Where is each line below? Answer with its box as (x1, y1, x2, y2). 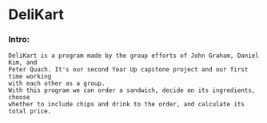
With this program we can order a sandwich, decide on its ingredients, (8, 86, 256, 94)
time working (8, 73, 52, 81)
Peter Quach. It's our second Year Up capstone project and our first (8, 66, 249, 74)
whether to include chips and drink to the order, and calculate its (8, 101, 245, 109)
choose (8, 94, 30, 102)
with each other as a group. (8, 79, 106, 88)
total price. (8, 107, 52, 116)
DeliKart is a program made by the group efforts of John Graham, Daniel (8, 52, 260, 60)
